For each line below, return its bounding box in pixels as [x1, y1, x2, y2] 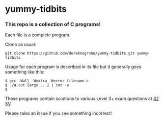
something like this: [5, 69, 45, 75]
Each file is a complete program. [5, 32, 71, 38]
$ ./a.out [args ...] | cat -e [5, 83, 69, 88]
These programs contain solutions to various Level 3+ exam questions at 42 [5, 96, 159, 101]
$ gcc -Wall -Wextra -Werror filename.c [5, 78, 89, 84]
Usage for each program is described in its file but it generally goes [5, 64, 141, 70]
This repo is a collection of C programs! [5, 21, 101, 28]
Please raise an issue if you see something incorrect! [5, 110, 112, 116]
